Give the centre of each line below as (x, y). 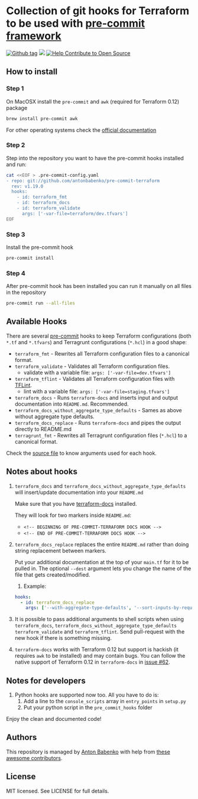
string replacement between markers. (60, 551)
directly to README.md (43, 429)
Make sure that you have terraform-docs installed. (76, 503)
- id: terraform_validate (49, 208)
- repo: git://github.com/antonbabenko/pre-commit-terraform (83, 181)
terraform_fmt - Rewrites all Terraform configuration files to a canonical (102, 354)
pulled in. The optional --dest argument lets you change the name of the (103, 568)
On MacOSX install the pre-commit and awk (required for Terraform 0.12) (93, 101)
